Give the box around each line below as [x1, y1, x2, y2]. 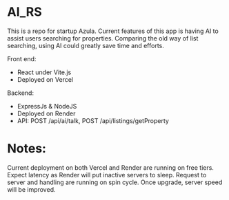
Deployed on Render [17, 109, 76, 118]
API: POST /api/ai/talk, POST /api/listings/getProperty [17, 116, 169, 124]
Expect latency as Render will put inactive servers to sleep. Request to [7, 170, 207, 179]
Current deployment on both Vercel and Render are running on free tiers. [7, 163, 214, 172]
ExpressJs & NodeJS [17, 102, 77, 110]
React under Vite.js [17, 68, 72, 76]
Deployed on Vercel [17, 75, 74, 83]
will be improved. [7, 185, 56, 193]
